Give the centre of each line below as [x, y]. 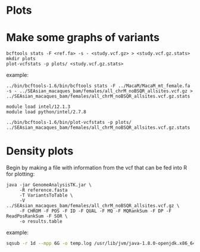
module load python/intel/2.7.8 [46, 112]
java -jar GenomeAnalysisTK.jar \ [49, 185]
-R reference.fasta [43, 190]
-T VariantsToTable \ [46, 195]
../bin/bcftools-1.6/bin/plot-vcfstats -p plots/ [69, 123]
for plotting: [21, 174]
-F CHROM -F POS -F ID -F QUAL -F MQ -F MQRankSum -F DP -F [95, 211]
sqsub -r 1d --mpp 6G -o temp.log [49, 244]
